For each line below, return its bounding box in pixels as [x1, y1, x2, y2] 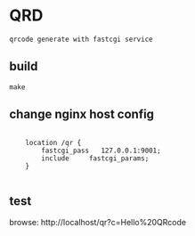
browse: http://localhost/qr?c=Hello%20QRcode [9, 217, 187, 228]
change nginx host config [9, 107, 154, 122]
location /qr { [25, 138, 82, 147]
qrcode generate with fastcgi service [9, 35, 153, 44]
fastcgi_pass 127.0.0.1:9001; [41, 146, 162, 155]
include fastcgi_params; [41, 153, 150, 163]
